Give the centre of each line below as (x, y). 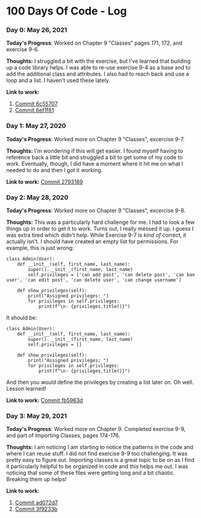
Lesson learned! (26, 389)
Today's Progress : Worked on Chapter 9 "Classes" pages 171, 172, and (94, 43)
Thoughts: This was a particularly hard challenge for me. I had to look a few (100, 222)
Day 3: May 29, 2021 (37, 416)
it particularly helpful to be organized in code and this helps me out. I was (97, 467)
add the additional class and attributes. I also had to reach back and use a (98, 74)
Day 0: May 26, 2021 (37, 30)
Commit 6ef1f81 (34, 110)
